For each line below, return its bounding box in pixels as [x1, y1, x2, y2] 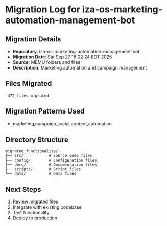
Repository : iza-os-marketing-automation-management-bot [12, 49, 140, 54]
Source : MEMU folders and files [12, 59, 81, 65]
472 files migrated [7, 93, 50, 98]
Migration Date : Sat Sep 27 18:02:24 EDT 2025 [12, 54, 112, 60]
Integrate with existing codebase [12, 204, 82, 210]
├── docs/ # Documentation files [5, 162, 97, 167]
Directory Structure [5, 135, 69, 144]
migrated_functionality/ [5, 149, 58, 154]
